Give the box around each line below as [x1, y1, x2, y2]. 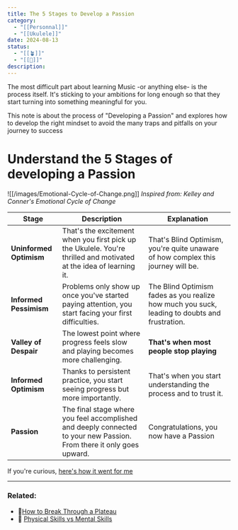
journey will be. [148, 261, 199, 271]
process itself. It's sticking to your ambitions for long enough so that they [7, 90, 221, 98]
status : [7, 43, 30, 50]
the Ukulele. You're [62, 243, 125, 253]
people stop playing [148, 346, 217, 356]
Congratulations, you [148, 422, 218, 432]
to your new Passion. [62, 431, 132, 441]
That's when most [148, 337, 211, 347]
